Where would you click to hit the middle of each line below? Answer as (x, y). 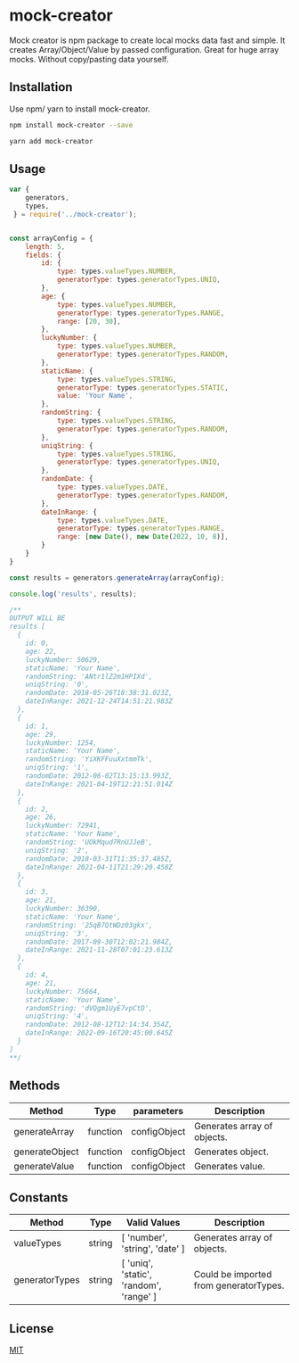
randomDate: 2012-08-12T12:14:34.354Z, (99, 1025)
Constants (39, 1198)
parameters (158, 1111)
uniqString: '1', (57, 768)
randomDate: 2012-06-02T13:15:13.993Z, (99, 776)
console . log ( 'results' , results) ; (73, 594)
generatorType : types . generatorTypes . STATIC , (142, 388)
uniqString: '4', (57, 1016)
